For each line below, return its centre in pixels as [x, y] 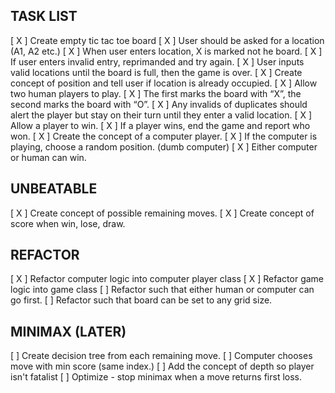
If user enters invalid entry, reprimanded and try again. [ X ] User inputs [157, 61]
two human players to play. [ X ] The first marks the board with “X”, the [156, 93]
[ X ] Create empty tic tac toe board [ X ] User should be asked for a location [167, 40]
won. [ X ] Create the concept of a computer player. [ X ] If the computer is [164, 136]
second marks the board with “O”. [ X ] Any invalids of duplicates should [159, 104]
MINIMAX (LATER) [68, 331]
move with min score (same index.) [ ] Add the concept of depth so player [162, 366]
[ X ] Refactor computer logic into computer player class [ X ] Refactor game [167, 279]
